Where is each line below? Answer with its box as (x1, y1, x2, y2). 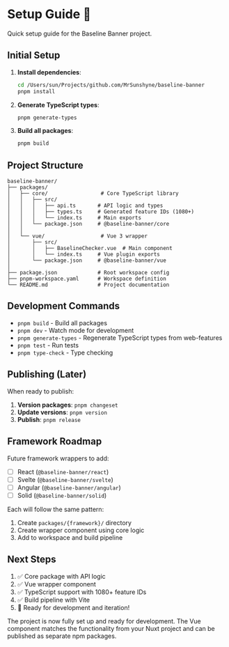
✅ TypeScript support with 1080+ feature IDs (17, 588, 147, 596)
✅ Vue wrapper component (17, 579, 96, 588)
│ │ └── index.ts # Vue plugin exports (7, 251, 160, 258)
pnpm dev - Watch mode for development (17, 326, 134, 334)
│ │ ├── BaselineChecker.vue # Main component (7, 245, 173, 252)
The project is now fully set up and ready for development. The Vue (7, 616, 201, 625)
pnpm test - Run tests (17, 341, 79, 349)
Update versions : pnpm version (17, 407, 108, 416)
